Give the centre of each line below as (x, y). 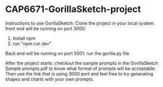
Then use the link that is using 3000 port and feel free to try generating (79, 73)
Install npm (24, 38)
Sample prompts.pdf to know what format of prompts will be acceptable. (81, 68)
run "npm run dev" (32, 43)
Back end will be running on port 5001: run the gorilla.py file (67, 53)
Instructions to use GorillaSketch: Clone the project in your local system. (80, 23)
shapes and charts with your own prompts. (50, 79)
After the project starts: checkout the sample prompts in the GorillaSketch (82, 63)
